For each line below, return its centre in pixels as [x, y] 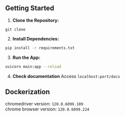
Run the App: [26, 57]
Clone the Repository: [35, 20]
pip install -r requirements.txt [40, 48]
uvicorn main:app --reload [33, 66]
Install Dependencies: [35, 38]
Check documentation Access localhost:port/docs [66, 76]
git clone [15, 29]
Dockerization [27, 92]
